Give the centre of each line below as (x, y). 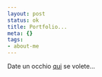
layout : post (26, 14)
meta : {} (20, 33)
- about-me (23, 46)
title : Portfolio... (38, 27)
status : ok (23, 20)
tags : (15, 40)
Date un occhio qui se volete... (51, 66)
